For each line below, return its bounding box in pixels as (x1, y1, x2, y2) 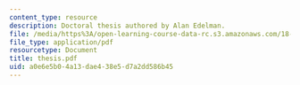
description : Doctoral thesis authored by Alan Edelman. (9, 21, 226, 30)
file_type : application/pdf (9, 37, 114, 47)
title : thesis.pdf (9, 54, 78, 63)
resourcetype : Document (9, 46, 98, 55)
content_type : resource (9, 12, 98, 22)
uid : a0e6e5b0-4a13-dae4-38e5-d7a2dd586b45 (9, 63, 174, 72)
